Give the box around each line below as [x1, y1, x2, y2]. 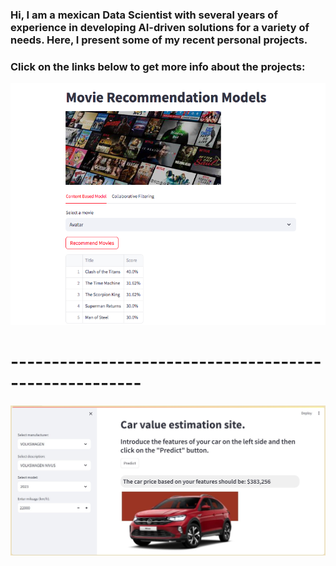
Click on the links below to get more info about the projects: [10, 59, 306, 73]
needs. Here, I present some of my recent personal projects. [10, 33, 308, 47]
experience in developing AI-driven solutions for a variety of [10, 20, 310, 34]
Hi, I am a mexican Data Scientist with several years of [10, 8, 278, 22]
